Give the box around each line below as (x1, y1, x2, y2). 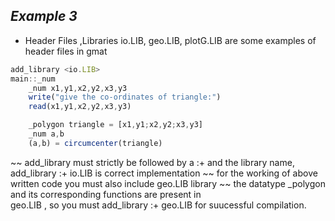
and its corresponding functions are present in (10, 188, 202, 200)
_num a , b (28, 129, 65, 139)
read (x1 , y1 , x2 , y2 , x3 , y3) (28, 102, 132, 112)
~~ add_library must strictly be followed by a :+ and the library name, (10, 156, 295, 168)
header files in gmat (24, 45, 108, 57)
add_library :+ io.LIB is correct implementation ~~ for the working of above (10, 167, 318, 179)
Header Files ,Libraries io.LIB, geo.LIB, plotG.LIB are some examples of (24, 34, 317, 46)
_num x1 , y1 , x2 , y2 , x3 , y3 (28, 83, 128, 93)
